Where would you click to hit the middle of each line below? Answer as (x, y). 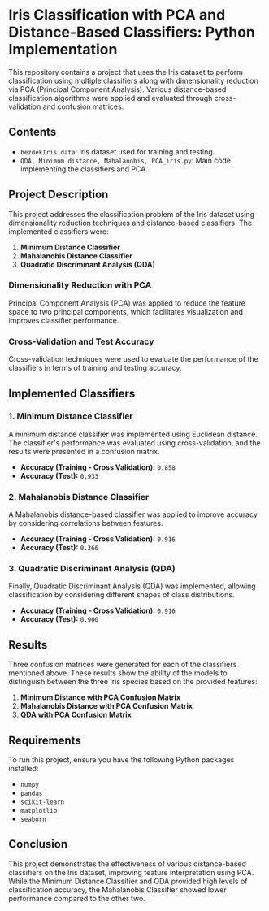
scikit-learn (42, 802)
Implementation (63, 50)
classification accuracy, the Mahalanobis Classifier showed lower (118, 889)
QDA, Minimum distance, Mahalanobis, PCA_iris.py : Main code (126, 160)
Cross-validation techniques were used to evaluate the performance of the (133, 359)
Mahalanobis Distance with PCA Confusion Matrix (106, 706)
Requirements (45, 740)
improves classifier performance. (64, 320)
